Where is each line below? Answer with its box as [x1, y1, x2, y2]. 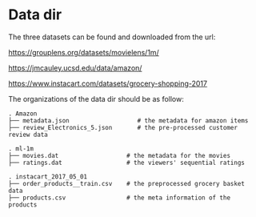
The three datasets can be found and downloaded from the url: [8, 32, 216, 42]
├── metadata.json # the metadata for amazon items [8, 116, 249, 125]
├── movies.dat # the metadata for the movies [8, 151, 230, 159]
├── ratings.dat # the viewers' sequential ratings [8, 159, 246, 167]
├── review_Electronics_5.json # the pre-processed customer [8, 123, 238, 131]
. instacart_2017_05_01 [8, 172, 88, 181]
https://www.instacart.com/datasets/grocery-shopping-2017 [8, 78, 208, 88]
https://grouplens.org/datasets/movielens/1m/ [8, 47, 160, 57]
